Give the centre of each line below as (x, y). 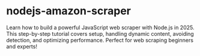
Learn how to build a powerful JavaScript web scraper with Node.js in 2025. (100, 27)
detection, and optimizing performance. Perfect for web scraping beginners (100, 40)
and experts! (22, 46)
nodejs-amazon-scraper (68, 11)
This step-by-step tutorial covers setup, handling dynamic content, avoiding (100, 33)
